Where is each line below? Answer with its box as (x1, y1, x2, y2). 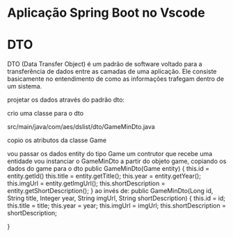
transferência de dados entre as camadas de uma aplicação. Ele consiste (7, 68, 217, 76)
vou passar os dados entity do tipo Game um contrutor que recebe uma (7, 150, 213, 158)
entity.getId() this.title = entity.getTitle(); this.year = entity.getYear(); (7, 172, 202, 181)
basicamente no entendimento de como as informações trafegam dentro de (7, 75, 225, 83)
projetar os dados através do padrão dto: (7, 95, 125, 104)
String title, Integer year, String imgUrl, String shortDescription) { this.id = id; (7, 194, 226, 203)
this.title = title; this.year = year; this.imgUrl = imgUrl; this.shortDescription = (7, 201, 226, 210)
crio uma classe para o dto (7, 109, 84, 118)
